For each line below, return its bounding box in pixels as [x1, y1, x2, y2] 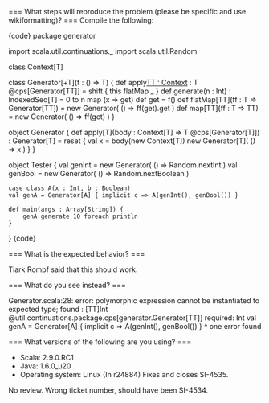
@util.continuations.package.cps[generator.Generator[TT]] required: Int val [8, 313, 257, 323]
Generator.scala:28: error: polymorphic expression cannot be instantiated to [8, 296, 260, 305]
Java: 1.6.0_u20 [19, 361, 71, 371]
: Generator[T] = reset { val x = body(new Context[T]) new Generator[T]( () [8, 136, 256, 146]
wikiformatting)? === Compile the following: [8, 15, 154, 25]
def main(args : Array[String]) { [8, 205, 124, 213]
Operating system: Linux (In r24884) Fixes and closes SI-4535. [19, 370, 229, 379]
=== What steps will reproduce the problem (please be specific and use [8, 7, 247, 16]
